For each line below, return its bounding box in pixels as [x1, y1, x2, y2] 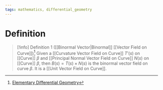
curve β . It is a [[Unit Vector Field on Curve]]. [16, 66, 107, 72]
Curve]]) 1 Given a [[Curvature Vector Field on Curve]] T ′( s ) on [16, 49, 140, 56]
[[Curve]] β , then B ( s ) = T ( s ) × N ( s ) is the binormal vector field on [16, 60, 148, 66]
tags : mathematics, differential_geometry [5, 7, 92, 12]
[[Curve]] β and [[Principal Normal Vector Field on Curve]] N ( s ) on [16, 55, 149, 61]
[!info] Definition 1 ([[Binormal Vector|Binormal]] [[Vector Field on [16, 44, 147, 50]
